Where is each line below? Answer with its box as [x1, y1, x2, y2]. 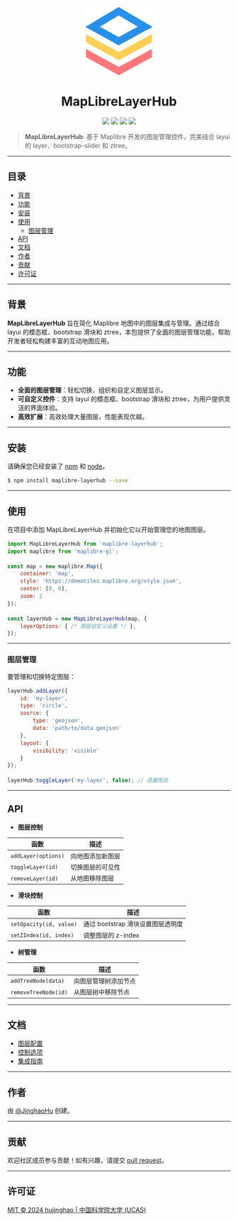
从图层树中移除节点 [73, 988, 130, 996]
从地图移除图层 [70, 874, 115, 882]
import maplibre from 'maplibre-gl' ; [7, 548, 119, 555]
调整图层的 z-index [83, 930, 140, 939]
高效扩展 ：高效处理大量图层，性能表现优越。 [17, 412, 149, 421]
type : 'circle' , [20, 702, 69, 709]
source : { [20, 709, 50, 717]
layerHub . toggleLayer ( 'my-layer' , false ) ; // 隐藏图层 [7, 777, 169, 784]
